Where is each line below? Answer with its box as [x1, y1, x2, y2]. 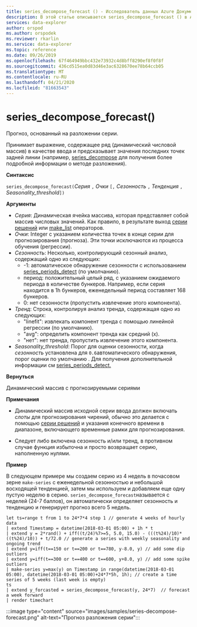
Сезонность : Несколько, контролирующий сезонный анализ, [14, 249, 168, 256]
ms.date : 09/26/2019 [6, 52, 57, 58]
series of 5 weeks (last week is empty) [6, 576, 107, 582]
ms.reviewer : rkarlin [6, 36, 59, 42]
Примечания [6, 395, 39, 403]
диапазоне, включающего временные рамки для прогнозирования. [14, 425, 185, 432]
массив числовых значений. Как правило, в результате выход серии [14, 218, 188, 225]
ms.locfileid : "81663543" [6, 85, 69, 91]
